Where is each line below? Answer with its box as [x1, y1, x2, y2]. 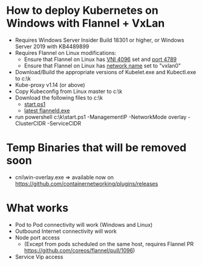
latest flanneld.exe [24, 107, 70, 114]
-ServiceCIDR [47, 119, 82, 127]
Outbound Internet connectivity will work [15, 227, 117, 235]
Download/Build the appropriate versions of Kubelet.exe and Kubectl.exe [15, 68, 197, 75]
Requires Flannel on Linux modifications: [15, 49, 117, 56]
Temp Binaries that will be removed [6, 141, 187, 154]
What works [6, 201, 68, 215]
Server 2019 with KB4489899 [15, 43, 90, 50]
